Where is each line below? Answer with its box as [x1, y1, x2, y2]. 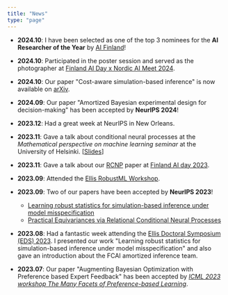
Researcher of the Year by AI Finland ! [17, 43, 127, 51]
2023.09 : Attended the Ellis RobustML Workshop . [17, 174, 161, 183]
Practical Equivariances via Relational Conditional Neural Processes [27, 216, 221, 224]
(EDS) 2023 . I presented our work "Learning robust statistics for [17, 237, 201, 245]
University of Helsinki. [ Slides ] [17, 147, 104, 155]
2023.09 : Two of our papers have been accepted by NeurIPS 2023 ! [17, 187, 213, 196]
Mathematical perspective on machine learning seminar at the [17, 140, 197, 148]
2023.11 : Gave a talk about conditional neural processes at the [17, 133, 196, 141]
